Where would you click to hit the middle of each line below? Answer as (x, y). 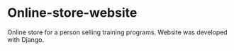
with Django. (26, 39)
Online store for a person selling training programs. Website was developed (118, 32)
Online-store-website (72, 13)
